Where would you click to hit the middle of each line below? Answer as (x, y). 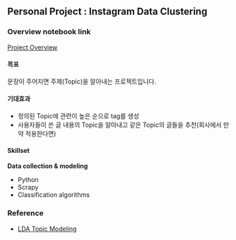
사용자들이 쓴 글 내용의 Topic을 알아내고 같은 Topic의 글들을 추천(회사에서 (119, 125)
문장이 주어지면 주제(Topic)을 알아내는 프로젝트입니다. (82, 81)
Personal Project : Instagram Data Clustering (107, 12)
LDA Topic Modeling (47, 229)
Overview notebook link (49, 32)
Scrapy (28, 188)
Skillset (18, 150)
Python (28, 180)
